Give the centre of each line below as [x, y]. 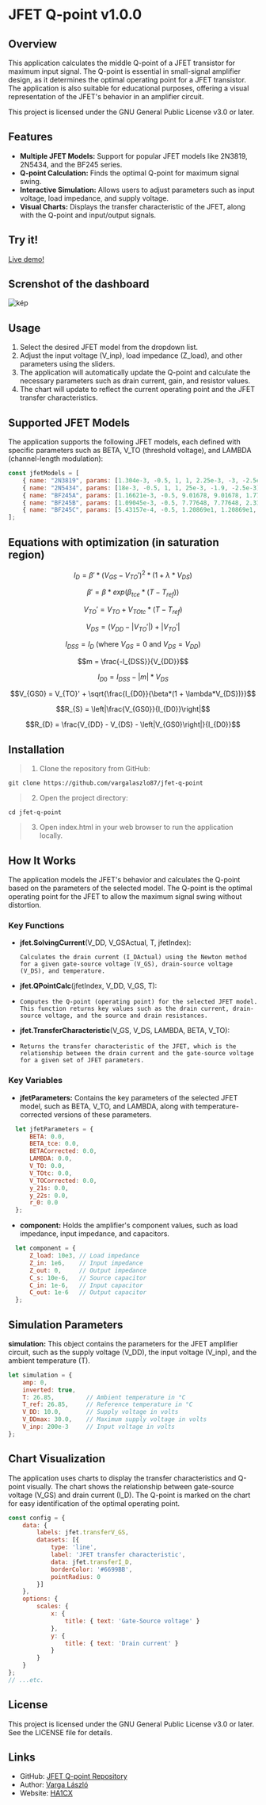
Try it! [23, 240]
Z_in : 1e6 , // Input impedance [86, 1263]
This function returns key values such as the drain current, [124, 1009]
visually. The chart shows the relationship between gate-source [130, 1486]
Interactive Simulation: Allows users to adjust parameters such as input [137, 190]
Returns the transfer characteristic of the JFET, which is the [128, 1047]
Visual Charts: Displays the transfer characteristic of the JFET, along [132, 206]
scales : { [53, 1607]
